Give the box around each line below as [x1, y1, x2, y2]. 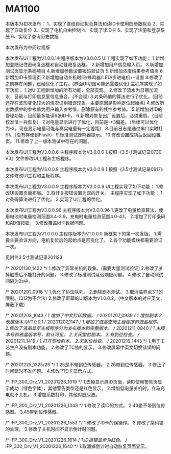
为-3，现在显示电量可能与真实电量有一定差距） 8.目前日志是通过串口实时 [5, 125, 159, 131]
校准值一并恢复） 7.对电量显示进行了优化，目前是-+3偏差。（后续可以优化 [5, 118, 159, 125]
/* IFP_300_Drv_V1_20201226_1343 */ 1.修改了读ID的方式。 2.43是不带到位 [5, 402, 161, 409]
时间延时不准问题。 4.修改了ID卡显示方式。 [5, 368, 96, 374]
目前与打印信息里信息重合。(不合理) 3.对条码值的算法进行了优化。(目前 [14, 93, 163, 100]
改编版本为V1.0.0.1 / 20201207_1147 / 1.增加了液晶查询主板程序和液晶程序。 [5, 319, 162, 325]
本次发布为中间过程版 [5, 44, 50, 50]
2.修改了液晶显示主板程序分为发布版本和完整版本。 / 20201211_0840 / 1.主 [5, 325, 161, 331]
